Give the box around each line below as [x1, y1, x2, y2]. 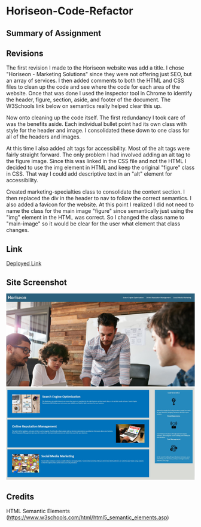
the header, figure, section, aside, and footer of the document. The [6, 96, 171, 103]
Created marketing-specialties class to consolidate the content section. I [6, 188, 185, 195]
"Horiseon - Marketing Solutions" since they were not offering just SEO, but [6, 71, 192, 78]
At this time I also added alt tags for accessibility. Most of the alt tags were [6, 145, 190, 152]
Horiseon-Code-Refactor [6, 4, 133, 18]
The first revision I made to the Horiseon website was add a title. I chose [6, 64, 184, 71]
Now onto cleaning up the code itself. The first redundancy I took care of [6, 114, 185, 121]
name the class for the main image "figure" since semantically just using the [6, 207, 194, 215]
